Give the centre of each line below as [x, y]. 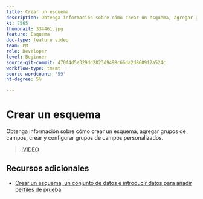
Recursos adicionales [48, 168]
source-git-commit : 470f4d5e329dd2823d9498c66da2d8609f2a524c [86, 62]
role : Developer [27, 51]
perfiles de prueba [38, 189]
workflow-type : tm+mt [34, 68]
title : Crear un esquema [37, 12]
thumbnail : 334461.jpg [35, 29]
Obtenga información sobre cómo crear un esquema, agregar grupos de [96, 131]
